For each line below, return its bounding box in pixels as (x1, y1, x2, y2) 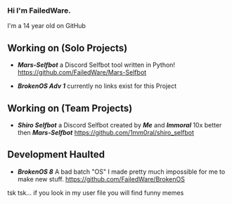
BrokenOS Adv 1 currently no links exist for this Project (17, 82, 177, 90)
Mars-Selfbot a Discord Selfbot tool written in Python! (17, 60, 176, 69)
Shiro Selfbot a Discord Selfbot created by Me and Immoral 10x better (17, 120, 222, 129)
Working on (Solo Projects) (7, 42, 128, 54)
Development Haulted (7, 148, 105, 160)
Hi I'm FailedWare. (7, 6, 72, 15)
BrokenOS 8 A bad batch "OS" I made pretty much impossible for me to (17, 167, 226, 176)
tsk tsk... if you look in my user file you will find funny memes (7, 189, 184, 197)
